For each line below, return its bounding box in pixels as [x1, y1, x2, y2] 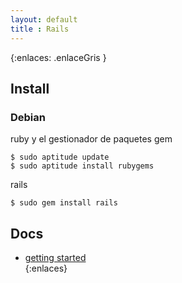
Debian [10, 110, 46, 124]
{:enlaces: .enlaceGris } [10, 51, 107, 63]
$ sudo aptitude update [10, 152, 110, 163]
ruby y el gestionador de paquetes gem [10, 133, 173, 145]
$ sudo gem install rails [10, 198, 118, 208]
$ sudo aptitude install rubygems [10, 161, 155, 171]
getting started [24, 252, 87, 263]
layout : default [10, 14, 78, 25]
